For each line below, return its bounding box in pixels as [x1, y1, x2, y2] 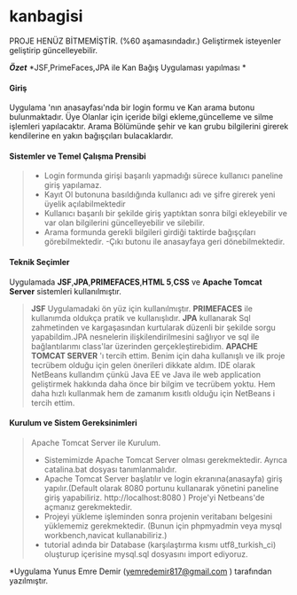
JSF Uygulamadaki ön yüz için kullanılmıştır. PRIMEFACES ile [30, 303, 253, 314]
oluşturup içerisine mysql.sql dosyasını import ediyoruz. [43, 548, 248, 560]
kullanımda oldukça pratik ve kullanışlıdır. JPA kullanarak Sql [30, 312, 251, 323]
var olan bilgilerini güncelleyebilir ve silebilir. [43, 217, 206, 228]
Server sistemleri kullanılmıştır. [9, 286, 121, 296]
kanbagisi [9, 6, 83, 27]
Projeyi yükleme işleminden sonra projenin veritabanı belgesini [43, 511, 273, 521]
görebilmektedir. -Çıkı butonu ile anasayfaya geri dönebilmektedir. [43, 237, 285, 247]
